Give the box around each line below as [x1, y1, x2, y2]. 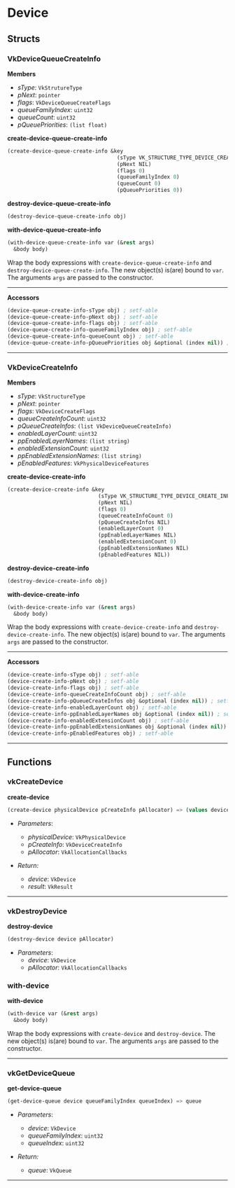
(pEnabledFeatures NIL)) [97, 551, 171, 558]
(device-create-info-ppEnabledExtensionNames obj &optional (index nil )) [7, 724, 227, 731]
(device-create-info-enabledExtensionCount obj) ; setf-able [7, 717, 190, 724]
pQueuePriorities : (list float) [17, 120, 108, 129]
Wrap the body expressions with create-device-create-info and [7, 623, 194, 631]
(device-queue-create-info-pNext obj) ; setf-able [7, 313, 158, 320]
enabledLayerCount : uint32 [17, 429, 98, 438]
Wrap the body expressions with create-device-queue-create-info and [7, 258, 212, 267]
